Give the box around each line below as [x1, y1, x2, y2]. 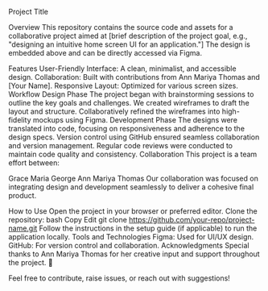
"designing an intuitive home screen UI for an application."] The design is [8, 39, 251, 49]
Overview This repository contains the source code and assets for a [8, 23, 233, 31]
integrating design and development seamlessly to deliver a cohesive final [8, 182, 254, 192]
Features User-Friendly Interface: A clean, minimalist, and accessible [8, 64, 237, 73]
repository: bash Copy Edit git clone [8, 215, 127, 224]
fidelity [8, 115, 31, 124]
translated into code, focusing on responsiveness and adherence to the [8, 124, 245, 133]
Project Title [8, 7, 49, 16]
